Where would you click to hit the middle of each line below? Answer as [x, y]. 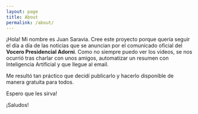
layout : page [22, 12]
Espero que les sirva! [32, 94]
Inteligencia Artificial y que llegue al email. [57, 64]
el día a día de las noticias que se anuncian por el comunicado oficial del [94, 45]
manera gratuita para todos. [40, 82]
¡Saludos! [17, 105]
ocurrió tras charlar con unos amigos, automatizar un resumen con [87, 58]
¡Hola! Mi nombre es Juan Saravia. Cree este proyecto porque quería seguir [98, 40]
